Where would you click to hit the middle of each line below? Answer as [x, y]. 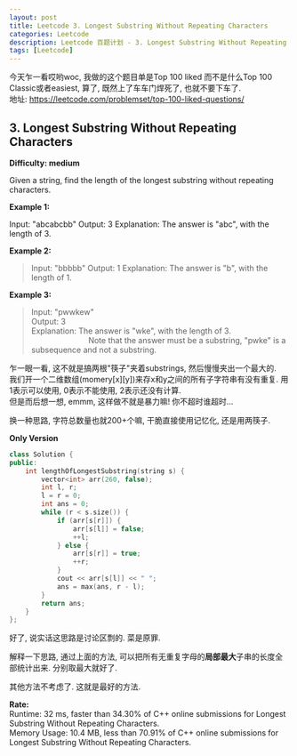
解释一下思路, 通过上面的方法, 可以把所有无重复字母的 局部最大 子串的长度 [142, 657]
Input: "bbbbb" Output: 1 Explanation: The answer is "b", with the [149, 268]
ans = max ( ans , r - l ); [100, 587]
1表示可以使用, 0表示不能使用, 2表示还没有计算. [96, 390]
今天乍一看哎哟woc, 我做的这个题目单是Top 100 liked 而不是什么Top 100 [141, 77]
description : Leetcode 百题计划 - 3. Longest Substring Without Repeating [148, 42]
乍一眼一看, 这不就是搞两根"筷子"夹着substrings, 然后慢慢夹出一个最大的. [143, 368]
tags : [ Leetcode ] [41, 51]
